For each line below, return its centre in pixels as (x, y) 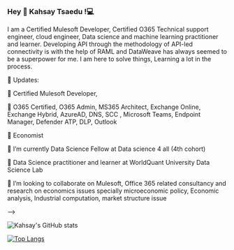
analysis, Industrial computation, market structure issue (87, 198)
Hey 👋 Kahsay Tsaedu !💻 (51, 11)
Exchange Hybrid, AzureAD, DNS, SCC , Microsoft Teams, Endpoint (104, 115)
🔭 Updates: (23, 80)
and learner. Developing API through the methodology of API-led (100, 44)
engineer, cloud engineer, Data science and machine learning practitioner (113, 37)
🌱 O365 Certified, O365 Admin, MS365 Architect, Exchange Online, (104, 107)
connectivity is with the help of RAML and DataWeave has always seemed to (117, 52)
